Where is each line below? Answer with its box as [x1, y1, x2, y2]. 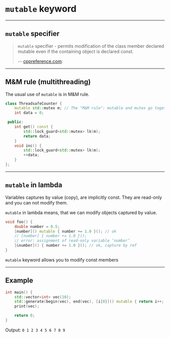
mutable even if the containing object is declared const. [17, 48, 134, 54]
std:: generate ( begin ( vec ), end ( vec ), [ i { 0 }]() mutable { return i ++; [14, 299, 164, 305]
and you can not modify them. [5, 199, 68, 206]
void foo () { [5, 219, 33, 224]
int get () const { [14, 124, 53, 129]
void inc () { [14, 143, 42, 148]
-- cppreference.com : [17, 58, 63, 64]
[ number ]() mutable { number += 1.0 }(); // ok [14, 229, 116, 234]
